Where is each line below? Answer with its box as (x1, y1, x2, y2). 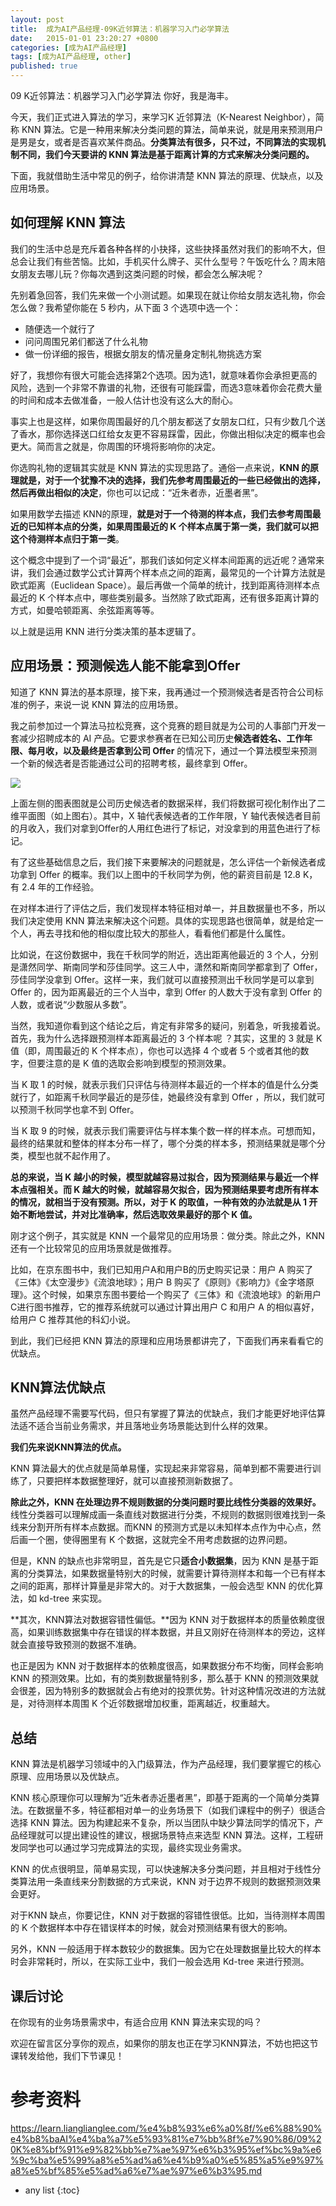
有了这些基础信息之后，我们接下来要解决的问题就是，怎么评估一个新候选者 (10, 856, 317, 868)
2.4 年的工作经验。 (21, 881, 100, 893)
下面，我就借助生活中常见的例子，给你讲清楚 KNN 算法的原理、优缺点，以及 (10, 170, 324, 181)
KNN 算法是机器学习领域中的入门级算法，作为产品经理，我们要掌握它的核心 (10, 1758, 322, 1770)
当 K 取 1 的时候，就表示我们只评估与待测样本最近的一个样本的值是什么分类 (10, 1078, 319, 1090)
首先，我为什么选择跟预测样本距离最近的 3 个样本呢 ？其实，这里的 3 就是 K (10, 1032, 323, 1044)
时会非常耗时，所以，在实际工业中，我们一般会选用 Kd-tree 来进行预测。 (10, 1956, 310, 1968)
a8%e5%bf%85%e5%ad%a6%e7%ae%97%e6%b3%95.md (10, 2165, 263, 2176)
